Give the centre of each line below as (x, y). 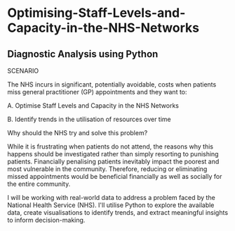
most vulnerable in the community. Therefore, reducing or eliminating (107, 169)
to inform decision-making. (46, 220)
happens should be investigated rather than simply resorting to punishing (113, 154)
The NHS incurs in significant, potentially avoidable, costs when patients (112, 85)
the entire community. (39, 184)
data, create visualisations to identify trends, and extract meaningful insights (118, 212)
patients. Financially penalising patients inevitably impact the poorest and (113, 161)
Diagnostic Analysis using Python (83, 54)
